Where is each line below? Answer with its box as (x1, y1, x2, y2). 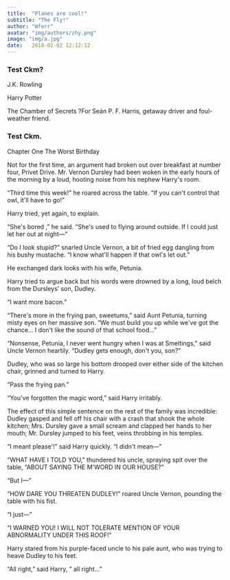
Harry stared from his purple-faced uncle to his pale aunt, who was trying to (7, 544, 223, 552)
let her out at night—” (7, 230, 68, 238)
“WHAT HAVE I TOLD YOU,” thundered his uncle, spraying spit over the (7, 455, 208, 464)
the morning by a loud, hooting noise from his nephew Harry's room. (7, 175, 201, 183)
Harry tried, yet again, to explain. (7, 209, 100, 217)
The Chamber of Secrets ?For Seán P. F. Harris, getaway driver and (7, 107, 198, 116)
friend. (32, 114, 51, 122)
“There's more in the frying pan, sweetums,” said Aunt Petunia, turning (7, 311, 207, 319)
